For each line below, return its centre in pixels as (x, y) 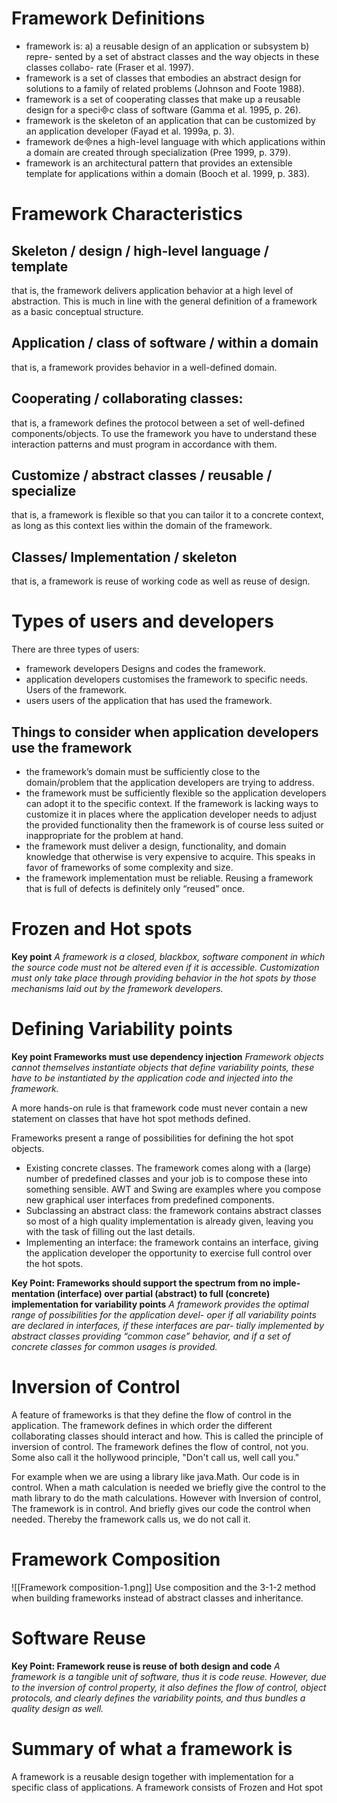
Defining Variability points (122, 1029)
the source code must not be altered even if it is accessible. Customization (165, 967)
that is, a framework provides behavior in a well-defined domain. (144, 367)
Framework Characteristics (127, 214)
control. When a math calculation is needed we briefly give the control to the (168, 1487)
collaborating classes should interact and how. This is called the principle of (167, 1436)
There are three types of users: (75, 649)
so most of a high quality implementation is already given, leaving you (169, 1221)
